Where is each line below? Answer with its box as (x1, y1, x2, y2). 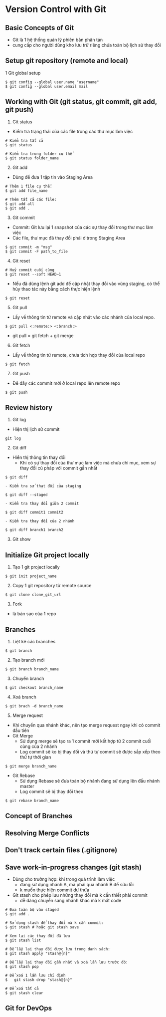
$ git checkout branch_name (5, 685, 64, 690)
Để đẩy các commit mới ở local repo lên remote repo (12, 380, 121, 386)
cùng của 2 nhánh (19, 743, 57, 749)
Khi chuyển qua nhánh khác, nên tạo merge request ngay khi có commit (12, 722, 161, 728)
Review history (5, 403, 53, 412)
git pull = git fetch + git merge (12, 332, 74, 339)
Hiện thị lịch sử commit (12, 426, 60, 432)
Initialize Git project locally (5, 551, 90, 559)
